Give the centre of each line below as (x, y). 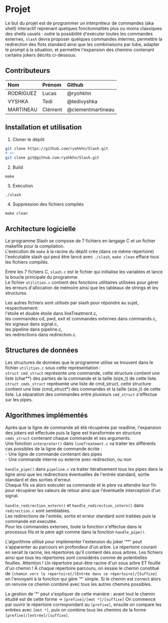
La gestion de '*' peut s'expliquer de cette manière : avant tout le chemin (80, 593)
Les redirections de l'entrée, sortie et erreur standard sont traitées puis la (80, 516)
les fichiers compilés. (27, 262)
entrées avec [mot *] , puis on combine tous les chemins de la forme (76, 609)
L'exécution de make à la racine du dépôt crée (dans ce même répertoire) (79, 251)
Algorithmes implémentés (46, 416)
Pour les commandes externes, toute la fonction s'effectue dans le (73, 526)
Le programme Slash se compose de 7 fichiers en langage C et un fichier (80, 241)
